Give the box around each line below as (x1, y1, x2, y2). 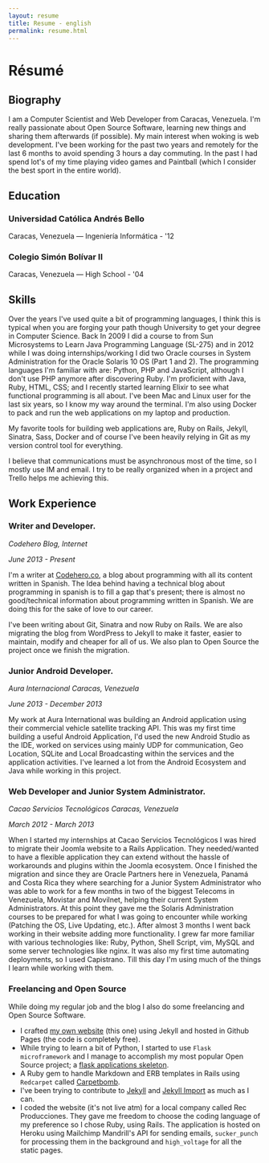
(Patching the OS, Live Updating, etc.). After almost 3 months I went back (8, 920, 251, 930)
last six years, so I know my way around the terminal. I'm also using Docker (8, 399, 257, 410)
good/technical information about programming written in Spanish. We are (8, 595, 255, 605)
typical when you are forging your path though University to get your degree (8, 323, 261, 333)
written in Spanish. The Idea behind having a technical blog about (8, 578, 226, 588)
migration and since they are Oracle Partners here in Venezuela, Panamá (8, 869, 249, 879)
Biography (8, 93, 62, 107)
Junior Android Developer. (8, 665, 114, 676)
